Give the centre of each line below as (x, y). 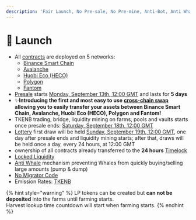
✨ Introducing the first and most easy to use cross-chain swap (92, 100)
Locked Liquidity (34, 156)
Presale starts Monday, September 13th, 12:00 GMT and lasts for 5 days (101, 94)
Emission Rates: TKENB (43, 181)
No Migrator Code (36, 175)
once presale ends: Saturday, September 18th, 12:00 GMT (84, 125)
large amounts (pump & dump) (51, 169)
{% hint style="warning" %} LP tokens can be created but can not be (89, 192)
